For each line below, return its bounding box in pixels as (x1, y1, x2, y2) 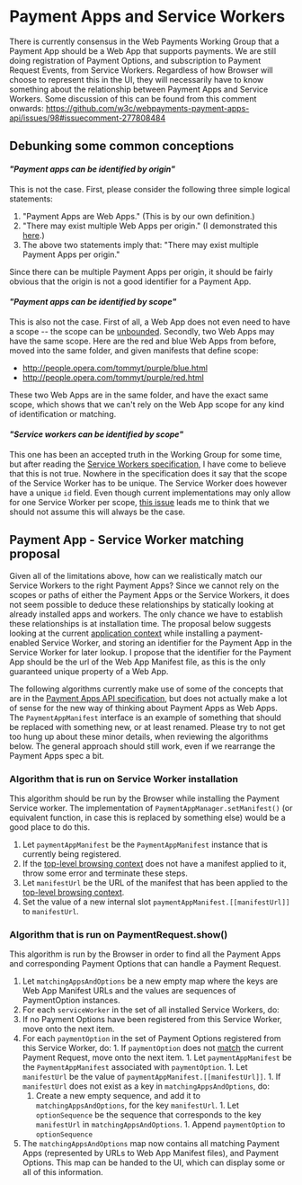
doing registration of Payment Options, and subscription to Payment (9, 55, 262, 66)
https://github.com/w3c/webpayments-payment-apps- (45, 102, 250, 113)
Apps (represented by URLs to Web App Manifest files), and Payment (22, 1148, 279, 1159)
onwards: (9, 102, 45, 113)
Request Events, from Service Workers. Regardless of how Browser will (9, 65, 273, 76)
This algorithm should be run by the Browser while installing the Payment (9, 793, 280, 804)
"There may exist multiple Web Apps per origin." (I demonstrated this (22, 220, 278, 231)
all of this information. (22, 1167, 103, 1178)
